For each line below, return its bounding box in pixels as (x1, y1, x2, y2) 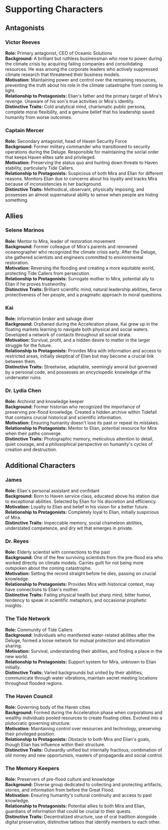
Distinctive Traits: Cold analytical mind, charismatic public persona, (5, 103, 146, 109)
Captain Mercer (5, 127, 44, 134)
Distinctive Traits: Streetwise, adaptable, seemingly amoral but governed (5, 364, 157, 370)
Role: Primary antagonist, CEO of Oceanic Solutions (5, 50, 113, 56)
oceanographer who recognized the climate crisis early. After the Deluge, (5, 249, 157, 255)
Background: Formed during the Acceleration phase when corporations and (5, 710, 163, 716)
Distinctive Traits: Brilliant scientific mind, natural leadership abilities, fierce (5, 286, 162, 292)
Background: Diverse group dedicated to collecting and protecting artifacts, (5, 782, 162, 788)
